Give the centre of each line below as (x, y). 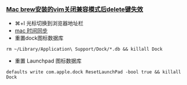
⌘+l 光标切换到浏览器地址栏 (49, 23)
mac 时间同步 (31, 31)
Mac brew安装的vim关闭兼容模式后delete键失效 (75, 9)
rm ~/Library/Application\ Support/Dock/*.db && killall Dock (84, 49)
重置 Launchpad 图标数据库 (48, 61)
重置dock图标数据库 (39, 38)
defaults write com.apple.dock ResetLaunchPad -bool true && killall (94, 72)
